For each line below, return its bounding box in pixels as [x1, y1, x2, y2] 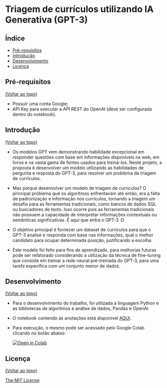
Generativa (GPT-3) [5, 14, 88, 25]
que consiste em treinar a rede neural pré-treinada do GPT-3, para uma [12, 257, 159, 263]
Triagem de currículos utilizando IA [5, 3, 154, 15]
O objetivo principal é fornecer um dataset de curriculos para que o [12, 226, 151, 232]
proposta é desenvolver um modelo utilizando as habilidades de [12, 164, 144, 170]
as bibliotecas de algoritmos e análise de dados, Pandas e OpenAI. [12, 305, 150, 311]
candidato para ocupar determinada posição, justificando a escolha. [12, 237, 153, 243]
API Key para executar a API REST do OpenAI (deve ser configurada [12, 106, 152, 112]
